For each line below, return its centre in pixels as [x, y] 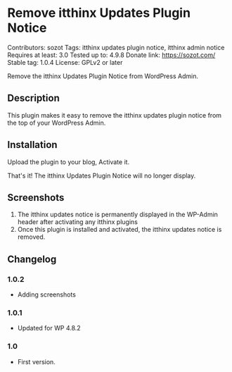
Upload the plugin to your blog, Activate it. [69, 162]
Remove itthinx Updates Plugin [99, 13]
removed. [31, 237]
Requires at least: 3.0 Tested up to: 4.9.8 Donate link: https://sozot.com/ [111, 55]
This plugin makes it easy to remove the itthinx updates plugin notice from [115, 115]
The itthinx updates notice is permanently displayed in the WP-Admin [117, 215]
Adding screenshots [46, 294]
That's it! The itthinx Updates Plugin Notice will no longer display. [102, 175]
